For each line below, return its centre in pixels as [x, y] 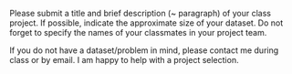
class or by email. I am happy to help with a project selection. [124, 60]
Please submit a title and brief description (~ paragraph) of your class [141, 13]
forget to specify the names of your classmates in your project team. [138, 32]
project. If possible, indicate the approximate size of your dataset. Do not [146, 23]
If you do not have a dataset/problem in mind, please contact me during [144, 50]
